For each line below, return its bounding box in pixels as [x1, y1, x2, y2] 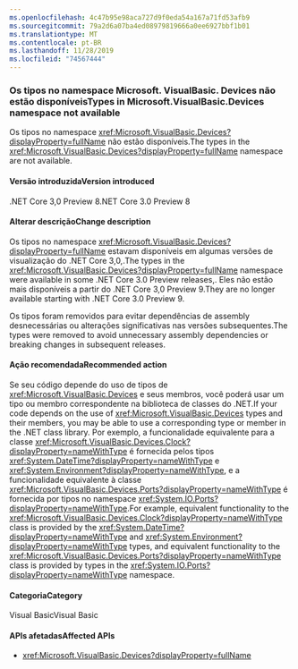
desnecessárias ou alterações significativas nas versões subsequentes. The [9, 319, 288, 331]
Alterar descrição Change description [9, 216, 151, 227]
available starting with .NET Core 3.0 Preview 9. [9, 292, 185, 304]
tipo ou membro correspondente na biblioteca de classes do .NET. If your [9, 398, 277, 409]
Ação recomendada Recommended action [9, 360, 167, 370]
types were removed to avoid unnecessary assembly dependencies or [9, 329, 268, 340]
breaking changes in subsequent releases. [9, 339, 166, 350]
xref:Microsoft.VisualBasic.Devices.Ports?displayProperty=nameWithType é [9, 484, 288, 495]
